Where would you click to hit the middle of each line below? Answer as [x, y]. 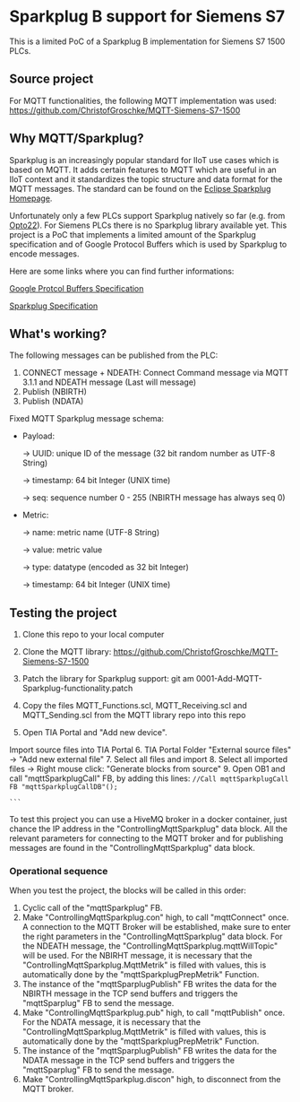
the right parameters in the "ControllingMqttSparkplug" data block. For [152, 937]
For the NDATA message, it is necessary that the [111, 1022]
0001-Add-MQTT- [229, 679]
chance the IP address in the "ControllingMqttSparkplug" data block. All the [149, 829]
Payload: [39, 436]
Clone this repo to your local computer [93, 635]
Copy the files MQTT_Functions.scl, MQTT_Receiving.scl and [135, 706]
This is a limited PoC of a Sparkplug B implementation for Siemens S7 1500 [147, 41]
